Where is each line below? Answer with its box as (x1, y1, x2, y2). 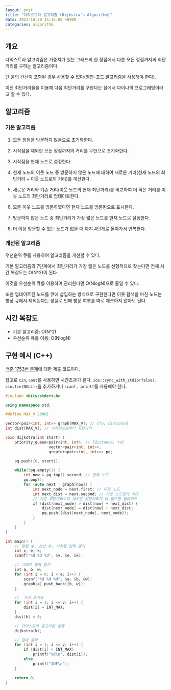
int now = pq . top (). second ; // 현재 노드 (23, 473, 109, 478)
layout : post (5, 7, 33, 13)
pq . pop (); (23, 477, 44, 482)
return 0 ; (14, 675, 36, 680)
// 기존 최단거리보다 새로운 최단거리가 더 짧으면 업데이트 (32, 496, 137, 501)
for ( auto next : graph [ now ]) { (23, 482, 93, 487)
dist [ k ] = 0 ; (14, 614, 42, 619)
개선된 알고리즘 (5, 239, 41, 247)
